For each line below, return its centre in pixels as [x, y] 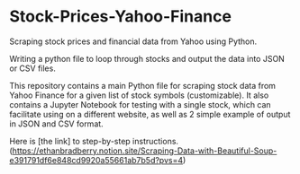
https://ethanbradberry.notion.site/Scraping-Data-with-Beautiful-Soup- [145, 151]
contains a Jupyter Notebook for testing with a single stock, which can [141, 104]
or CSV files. [32, 68]
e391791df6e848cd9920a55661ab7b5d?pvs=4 [96, 160]
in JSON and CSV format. [56, 124]
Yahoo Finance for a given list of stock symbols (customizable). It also [139, 95]
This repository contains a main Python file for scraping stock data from [143, 85]
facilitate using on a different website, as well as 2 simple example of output [150, 114]
